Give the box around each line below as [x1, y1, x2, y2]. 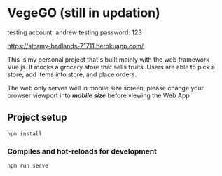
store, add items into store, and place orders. [7, 70, 137, 79]
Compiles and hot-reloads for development [7, 146, 158, 156]
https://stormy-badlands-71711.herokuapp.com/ [7, 41, 144, 50]
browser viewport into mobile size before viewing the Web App [7, 91, 190, 100]
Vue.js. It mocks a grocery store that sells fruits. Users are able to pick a [7, 62, 216, 71]
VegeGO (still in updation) [7, 5, 160, 21]
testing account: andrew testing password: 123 [7, 28, 142, 36]
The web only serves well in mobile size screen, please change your [7, 83, 204, 92]
